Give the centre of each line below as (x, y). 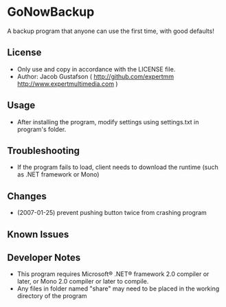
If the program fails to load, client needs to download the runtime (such (117, 167)
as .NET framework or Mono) (58, 174)
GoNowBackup (51, 12)
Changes (27, 196)
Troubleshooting (44, 151)
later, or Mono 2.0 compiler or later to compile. (83, 282)
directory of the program (52, 296)
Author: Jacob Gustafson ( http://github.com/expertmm (95, 76)
